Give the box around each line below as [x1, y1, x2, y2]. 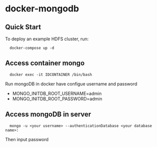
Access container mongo [5, 59, 85, 68]
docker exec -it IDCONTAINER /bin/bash [9, 72, 92, 77]
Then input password [5, 136, 49, 142]
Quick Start [5, 23, 41, 31]
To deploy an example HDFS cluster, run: [5, 36, 89, 42]
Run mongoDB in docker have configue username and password [5, 80, 138, 87]
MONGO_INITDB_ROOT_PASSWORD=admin [12, 95, 103, 102]
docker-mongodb [5, 3, 79, 14]
